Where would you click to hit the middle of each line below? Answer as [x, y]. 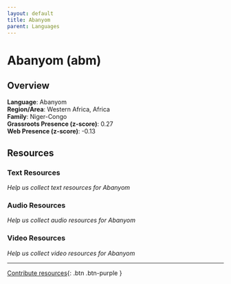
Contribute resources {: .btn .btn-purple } [65, 273]
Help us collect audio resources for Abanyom [71, 220]
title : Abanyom [29, 20]
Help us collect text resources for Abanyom [69, 188]
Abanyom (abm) [54, 60]
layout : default [30, 13]
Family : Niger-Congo [37, 117]
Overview [29, 86]
